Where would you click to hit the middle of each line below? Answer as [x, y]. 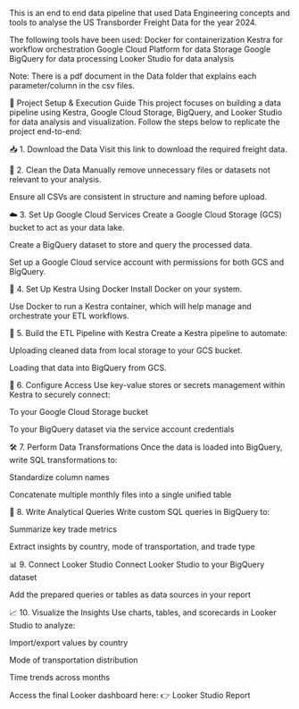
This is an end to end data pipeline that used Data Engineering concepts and [149, 13]
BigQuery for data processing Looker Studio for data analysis [122, 59]
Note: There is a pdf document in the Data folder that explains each [133, 76]
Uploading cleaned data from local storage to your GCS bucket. [126, 350]
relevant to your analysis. [55, 179]
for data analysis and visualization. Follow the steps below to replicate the [145, 122]
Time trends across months [59, 677]
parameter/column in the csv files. [72, 85]
